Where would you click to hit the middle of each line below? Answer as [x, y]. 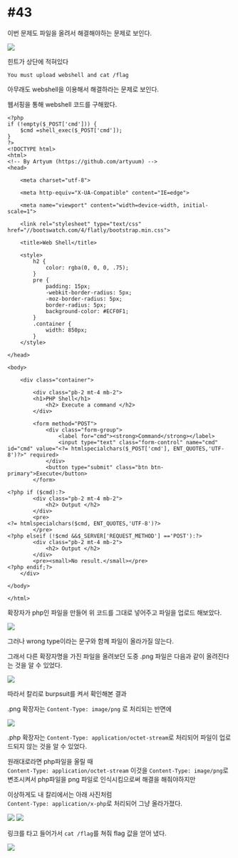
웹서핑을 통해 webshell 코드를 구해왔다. [62, 104]
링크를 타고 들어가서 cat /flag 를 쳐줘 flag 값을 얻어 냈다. [87, 833]
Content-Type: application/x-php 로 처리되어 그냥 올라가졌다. [95, 803]
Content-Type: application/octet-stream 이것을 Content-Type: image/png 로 [118, 770]
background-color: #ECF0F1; [87, 311]
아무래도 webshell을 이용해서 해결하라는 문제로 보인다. [83, 89]
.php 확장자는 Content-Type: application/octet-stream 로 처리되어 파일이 [113, 737]
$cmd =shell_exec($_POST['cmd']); [71, 130]
